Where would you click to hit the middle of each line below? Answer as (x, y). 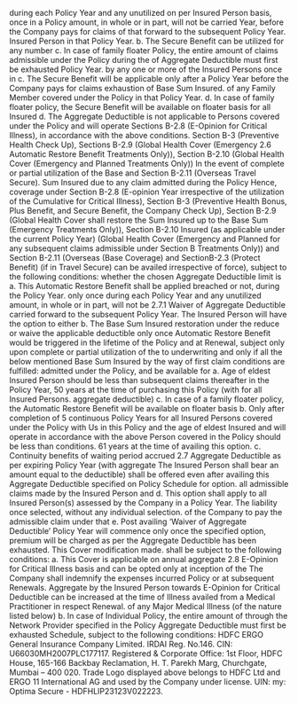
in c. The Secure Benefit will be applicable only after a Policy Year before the (149, 78)
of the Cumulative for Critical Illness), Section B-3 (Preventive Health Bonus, (148, 201)
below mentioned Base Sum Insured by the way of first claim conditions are (147, 361)
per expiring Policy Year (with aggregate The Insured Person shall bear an (144, 465)
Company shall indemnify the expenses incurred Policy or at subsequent (142, 578)
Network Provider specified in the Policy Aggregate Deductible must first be (148, 625)
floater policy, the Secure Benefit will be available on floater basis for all (140, 107)
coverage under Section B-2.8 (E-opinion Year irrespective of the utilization (147, 192)
